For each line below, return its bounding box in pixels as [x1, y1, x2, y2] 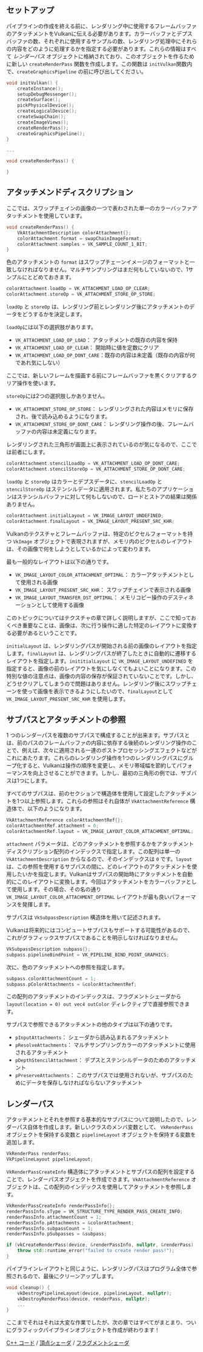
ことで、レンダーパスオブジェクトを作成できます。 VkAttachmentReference [6, 1176, 190, 1182]
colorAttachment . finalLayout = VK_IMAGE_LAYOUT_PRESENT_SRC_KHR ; [6, 518, 175, 525]
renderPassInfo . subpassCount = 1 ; [6, 1225, 94, 1231]
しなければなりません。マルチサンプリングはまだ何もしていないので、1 [11, 266, 188, 273]
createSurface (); [17, 97, 61, 103]
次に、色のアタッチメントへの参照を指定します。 [6, 963, 128, 970]
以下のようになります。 [27, 805, 86, 812]
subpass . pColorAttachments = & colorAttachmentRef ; [6, 981, 137, 987]
